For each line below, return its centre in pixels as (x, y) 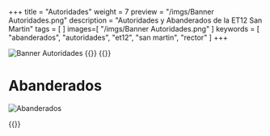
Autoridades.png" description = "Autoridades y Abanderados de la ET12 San (135, 20)
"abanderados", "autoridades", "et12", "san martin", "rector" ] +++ (118, 37)
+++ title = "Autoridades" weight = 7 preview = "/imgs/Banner (111, 12)
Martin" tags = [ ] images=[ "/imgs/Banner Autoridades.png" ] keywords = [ (134, 29)
